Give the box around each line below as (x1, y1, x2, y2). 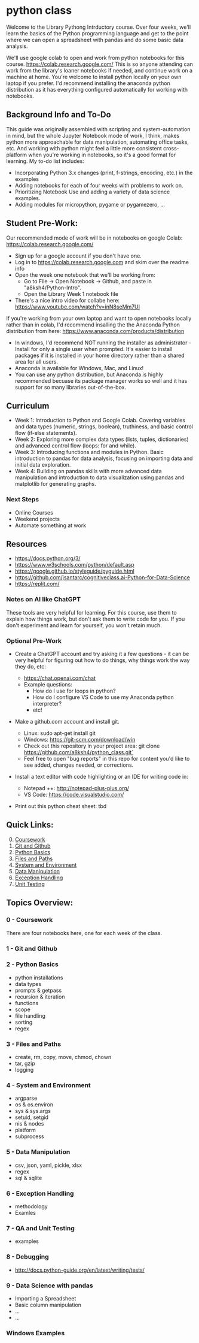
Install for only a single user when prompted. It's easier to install (14, 345, 173, 352)
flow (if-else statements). (14, 429, 77, 437)
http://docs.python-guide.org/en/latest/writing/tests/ (14, 1266, 145, 1274)
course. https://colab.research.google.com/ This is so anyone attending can (6, 61, 193, 68)
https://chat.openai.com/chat (23, 674, 96, 682)
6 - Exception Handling (6, 1189, 74, 1197)
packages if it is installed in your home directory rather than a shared (14, 352, 185, 359)
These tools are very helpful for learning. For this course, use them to (6, 609, 177, 616)
